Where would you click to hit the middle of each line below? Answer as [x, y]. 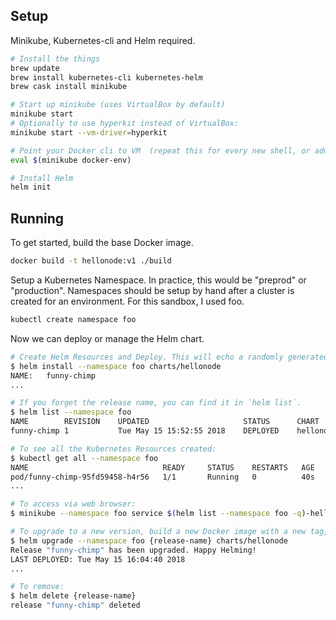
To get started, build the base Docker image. [102, 243]
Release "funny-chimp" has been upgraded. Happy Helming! [133, 550]
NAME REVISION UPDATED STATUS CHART [165, 422]
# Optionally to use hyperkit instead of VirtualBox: [125, 124]
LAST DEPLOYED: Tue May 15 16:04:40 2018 [98, 559]
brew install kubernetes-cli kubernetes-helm [106, 77]
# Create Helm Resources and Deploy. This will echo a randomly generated [169, 357]
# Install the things [55, 59]
